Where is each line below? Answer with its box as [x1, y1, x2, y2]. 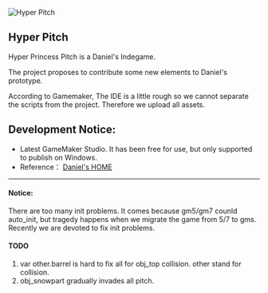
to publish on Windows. [19, 152, 98, 162]
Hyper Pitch [8, 30, 69, 44]
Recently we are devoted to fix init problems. [8, 223, 156, 232]
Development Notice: [8, 123, 116, 137]
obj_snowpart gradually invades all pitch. [19, 276, 154, 286]
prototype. [8, 76, 43, 85]
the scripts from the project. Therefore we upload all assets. [8, 100, 206, 109]
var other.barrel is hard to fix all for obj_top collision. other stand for [19, 259, 242, 269]
